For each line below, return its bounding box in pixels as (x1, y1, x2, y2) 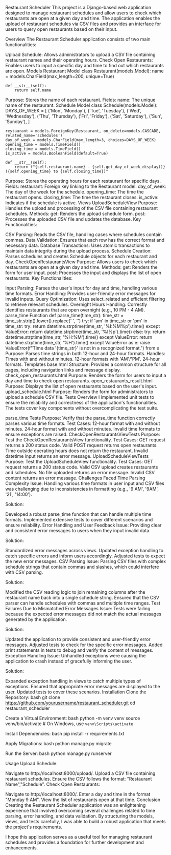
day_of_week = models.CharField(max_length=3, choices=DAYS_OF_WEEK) (5, 138, 157, 143)
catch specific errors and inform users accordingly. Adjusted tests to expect (5, 553, 165, 559)
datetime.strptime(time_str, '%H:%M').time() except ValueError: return (5, 334, 153, 340)
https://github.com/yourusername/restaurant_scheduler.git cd (5, 700, 135, 706)
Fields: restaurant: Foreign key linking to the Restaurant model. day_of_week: (5, 183, 166, 189)
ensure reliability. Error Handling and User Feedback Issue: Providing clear (5, 522, 162, 528)
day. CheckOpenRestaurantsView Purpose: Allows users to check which (5, 259, 157, 265)
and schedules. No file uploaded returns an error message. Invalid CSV (5, 470, 155, 475)
